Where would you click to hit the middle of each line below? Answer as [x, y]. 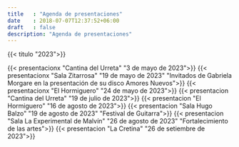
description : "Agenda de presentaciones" [70, 34]
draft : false [31, 27]
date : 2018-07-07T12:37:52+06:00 [63, 21]
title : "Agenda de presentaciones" [65, 14]
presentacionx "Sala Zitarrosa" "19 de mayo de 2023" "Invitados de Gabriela [119, 76]
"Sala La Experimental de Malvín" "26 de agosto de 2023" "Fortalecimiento [118, 121]
